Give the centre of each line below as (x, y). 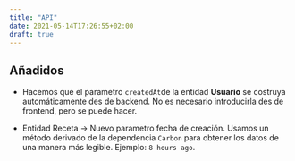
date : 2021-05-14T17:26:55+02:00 (72, 26)
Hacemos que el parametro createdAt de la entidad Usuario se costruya (154, 92)
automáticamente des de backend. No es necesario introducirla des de (153, 102)
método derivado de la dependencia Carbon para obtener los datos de (151, 138)
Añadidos (37, 70)
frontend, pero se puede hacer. (80, 111)
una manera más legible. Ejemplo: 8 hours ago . (109, 148)
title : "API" (34, 17)
